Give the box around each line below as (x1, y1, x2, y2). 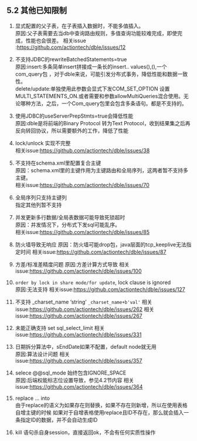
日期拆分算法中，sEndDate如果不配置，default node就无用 (15, 343, 157, 350)
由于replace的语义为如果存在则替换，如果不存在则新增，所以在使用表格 (15, 402, 188, 409)
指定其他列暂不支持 (15, 201, 62, 208)
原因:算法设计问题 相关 (15, 350, 70, 358)
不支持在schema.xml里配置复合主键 (15, 159, 101, 166)
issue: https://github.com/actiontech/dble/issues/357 (15, 357, 142, 364)
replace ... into (15, 395, 50, 402)
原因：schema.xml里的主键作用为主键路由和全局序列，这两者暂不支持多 (15, 166, 189, 173)
